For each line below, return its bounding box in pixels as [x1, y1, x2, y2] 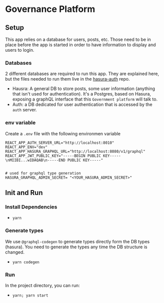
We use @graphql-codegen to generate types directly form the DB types [5, 238, 150, 244]
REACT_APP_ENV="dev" [5, 144, 48, 150]
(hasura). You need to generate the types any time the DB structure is [5, 244, 148, 250]
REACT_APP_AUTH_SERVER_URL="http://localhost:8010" [5, 140, 114, 145]
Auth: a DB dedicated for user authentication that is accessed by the [12, 101, 153, 107]
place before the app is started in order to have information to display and [5, 42, 156, 48]
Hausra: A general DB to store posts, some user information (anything [12, 86, 155, 92]
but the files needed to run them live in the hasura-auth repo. [5, 76, 130, 82]
